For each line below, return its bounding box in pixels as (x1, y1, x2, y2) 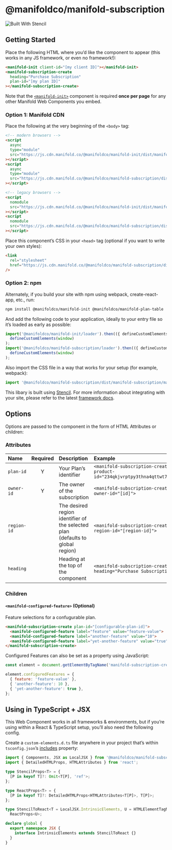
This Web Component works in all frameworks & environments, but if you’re (5, 719, 165, 725)
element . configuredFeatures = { (5, 672, 74, 677)
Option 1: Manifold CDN (5, 112, 65, 119)
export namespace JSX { (10, 826, 60, 831)
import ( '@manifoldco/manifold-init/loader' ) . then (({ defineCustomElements (5, 331, 168, 336)
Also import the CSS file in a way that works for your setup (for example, (5, 364, 158, 371)
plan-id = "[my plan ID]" (10, 79, 60, 84)
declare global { (5, 821, 42, 826)
